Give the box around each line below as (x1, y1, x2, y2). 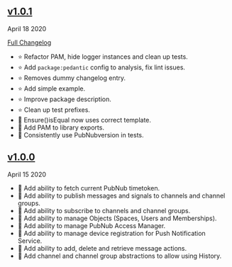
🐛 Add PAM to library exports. (17, 123, 105, 132)
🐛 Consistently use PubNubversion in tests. (17, 130, 144, 139)
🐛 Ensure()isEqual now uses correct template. (17, 115, 151, 124)
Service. (17, 237, 43, 245)
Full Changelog (7, 38, 52, 47)
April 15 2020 (7, 170, 47, 178)
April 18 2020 (7, 24, 47, 33)
